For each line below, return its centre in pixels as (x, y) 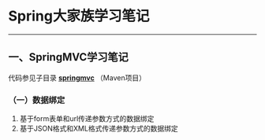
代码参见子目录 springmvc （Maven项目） (77, 77)
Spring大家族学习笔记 (79, 16)
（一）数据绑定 (37, 100)
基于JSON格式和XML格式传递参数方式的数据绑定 (99, 129)
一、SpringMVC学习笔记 (68, 57)
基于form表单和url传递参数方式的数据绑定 (87, 119)
